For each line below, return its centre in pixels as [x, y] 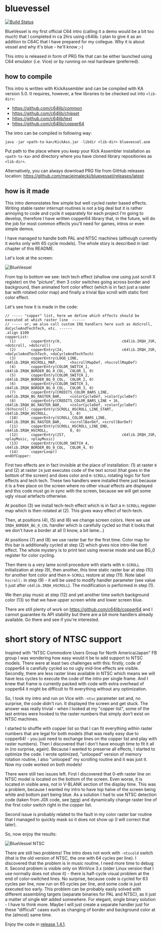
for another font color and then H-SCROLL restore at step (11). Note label [75, 575]
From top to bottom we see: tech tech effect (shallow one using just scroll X [80, 276]
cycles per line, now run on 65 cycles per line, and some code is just [73, 884]
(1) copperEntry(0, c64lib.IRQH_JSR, [83, 341]
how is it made [27, 191]
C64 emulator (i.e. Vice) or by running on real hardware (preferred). [72, 61]
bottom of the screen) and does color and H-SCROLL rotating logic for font [77, 475]
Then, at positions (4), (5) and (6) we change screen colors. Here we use [78, 520]
